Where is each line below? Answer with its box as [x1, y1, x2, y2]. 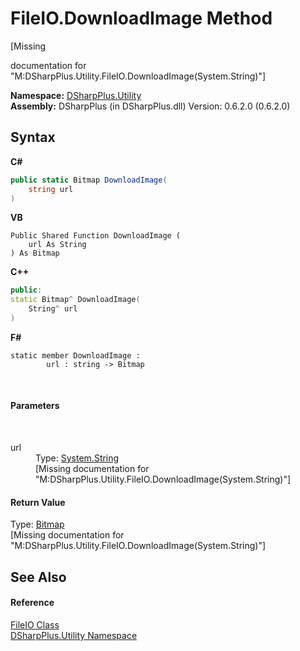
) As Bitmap [10, 248, 60, 259]
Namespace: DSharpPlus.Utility [10, 89, 142, 101]
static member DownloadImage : [10, 350, 141, 361]
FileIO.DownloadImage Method [10, 7, 273, 30]
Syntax [10, 129, 56, 146]
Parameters [10, 400, 60, 412]
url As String [28, 240, 87, 250]
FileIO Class [10, 618, 60, 631]
